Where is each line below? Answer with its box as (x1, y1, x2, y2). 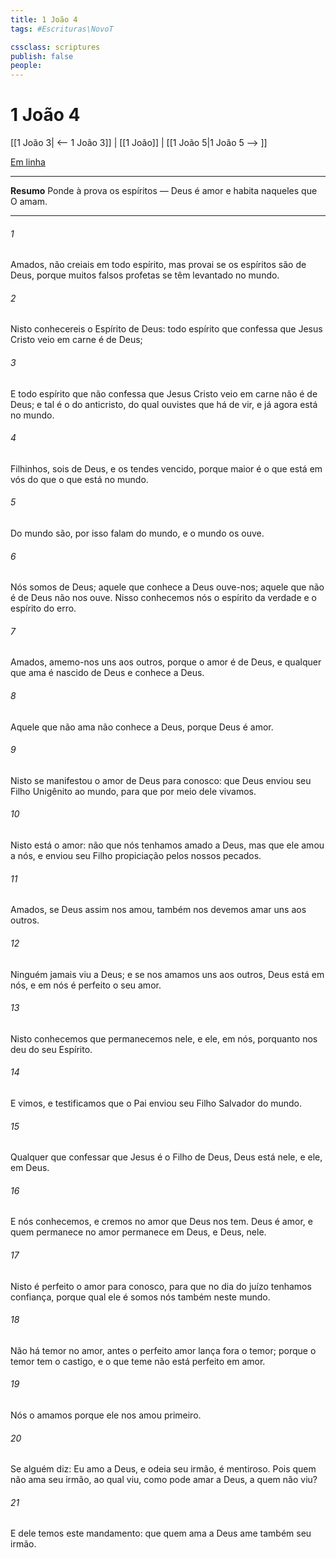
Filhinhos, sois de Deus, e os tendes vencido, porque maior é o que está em (10, 462, 323, 475)
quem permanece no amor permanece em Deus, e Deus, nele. (10, 1226, 267, 1238)
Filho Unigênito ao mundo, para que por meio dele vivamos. (10, 785, 257, 797)
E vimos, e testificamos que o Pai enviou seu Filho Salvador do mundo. (10, 1097, 303, 1109)
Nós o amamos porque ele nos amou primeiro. (10, 1409, 202, 1421)
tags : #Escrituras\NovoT (10, 24, 114, 34)
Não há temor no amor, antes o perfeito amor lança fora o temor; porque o (10, 1344, 317, 1356)
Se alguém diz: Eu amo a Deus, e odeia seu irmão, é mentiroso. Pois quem (10, 1463, 317, 1475)
